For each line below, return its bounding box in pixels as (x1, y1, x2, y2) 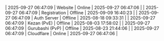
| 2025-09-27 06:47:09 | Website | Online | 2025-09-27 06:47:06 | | (5, 5, 145, 10)
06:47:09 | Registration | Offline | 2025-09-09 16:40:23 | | (18, 10, 138, 16)
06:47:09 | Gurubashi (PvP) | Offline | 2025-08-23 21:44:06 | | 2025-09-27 (5, 25, 160, 31)
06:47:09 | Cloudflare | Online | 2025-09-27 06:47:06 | (5, 31, 118, 36)
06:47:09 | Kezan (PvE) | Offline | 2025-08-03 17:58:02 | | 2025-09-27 (5, 20, 151, 26)
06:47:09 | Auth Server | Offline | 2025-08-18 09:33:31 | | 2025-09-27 (11, 15, 156, 20)
